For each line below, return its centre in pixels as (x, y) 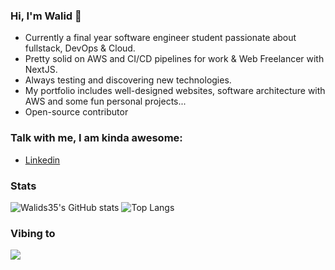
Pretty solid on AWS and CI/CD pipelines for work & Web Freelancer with (174, 59)
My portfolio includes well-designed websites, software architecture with (175, 91)
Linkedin (42, 160)
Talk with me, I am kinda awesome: (96, 138)
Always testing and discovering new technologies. (128, 80)
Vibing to (33, 233)
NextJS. (41, 70)
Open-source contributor (76, 112)
